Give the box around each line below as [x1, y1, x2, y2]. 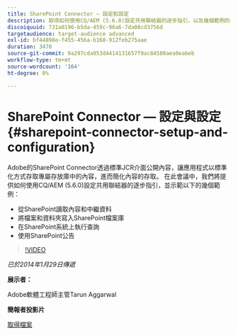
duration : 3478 [7, 43, 52, 50]
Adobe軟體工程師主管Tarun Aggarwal [7, 290, 117, 299]
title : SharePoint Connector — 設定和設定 [7, 10, 130, 18]
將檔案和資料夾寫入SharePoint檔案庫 [17, 214, 125, 222]
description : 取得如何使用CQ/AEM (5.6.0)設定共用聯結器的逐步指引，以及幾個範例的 [7, 17, 230, 24]
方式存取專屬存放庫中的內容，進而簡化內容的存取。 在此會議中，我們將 [13, 172, 220, 181]
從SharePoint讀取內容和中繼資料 [17, 205, 112, 213]
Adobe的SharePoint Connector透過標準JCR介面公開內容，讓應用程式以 [7, 164, 215, 172]
